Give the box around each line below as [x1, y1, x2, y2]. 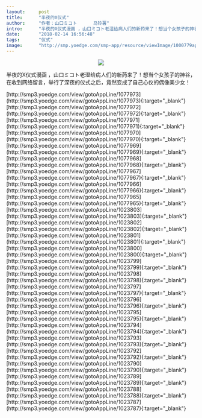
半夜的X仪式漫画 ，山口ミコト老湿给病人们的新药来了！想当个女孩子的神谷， [6, 71, 196, 78]
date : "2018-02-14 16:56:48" [6, 31, 96, 37]
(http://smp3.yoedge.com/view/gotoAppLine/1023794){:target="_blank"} [6, 328, 187, 335]
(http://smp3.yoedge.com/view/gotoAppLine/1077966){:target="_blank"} [6, 186, 186, 194]
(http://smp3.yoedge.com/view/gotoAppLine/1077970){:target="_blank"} [6, 135, 186, 142]
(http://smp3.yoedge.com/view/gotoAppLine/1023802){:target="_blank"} [6, 225, 188, 232]
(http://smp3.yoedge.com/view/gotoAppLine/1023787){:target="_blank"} [6, 405, 186, 412]
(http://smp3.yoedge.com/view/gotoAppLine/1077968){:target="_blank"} [6, 161, 186, 168]
